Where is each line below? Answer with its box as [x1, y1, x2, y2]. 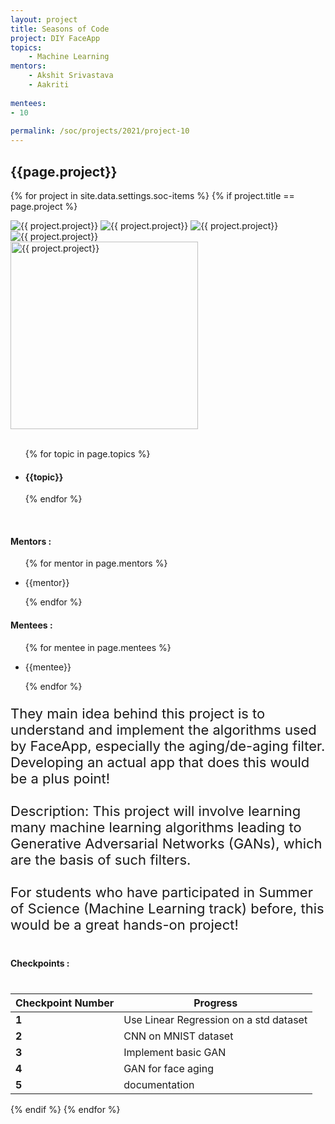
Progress [193, 996, 238, 1010]
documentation [123, 1077, 195, 1091]
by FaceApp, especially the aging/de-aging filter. [10, 737, 326, 755]
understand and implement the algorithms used [10, 721, 317, 738]
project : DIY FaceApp [10, 33, 101, 43]
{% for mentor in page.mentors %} [24, 557, 168, 570]
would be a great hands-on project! [10, 916, 239, 933]
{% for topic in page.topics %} [24, 447, 151, 460]
